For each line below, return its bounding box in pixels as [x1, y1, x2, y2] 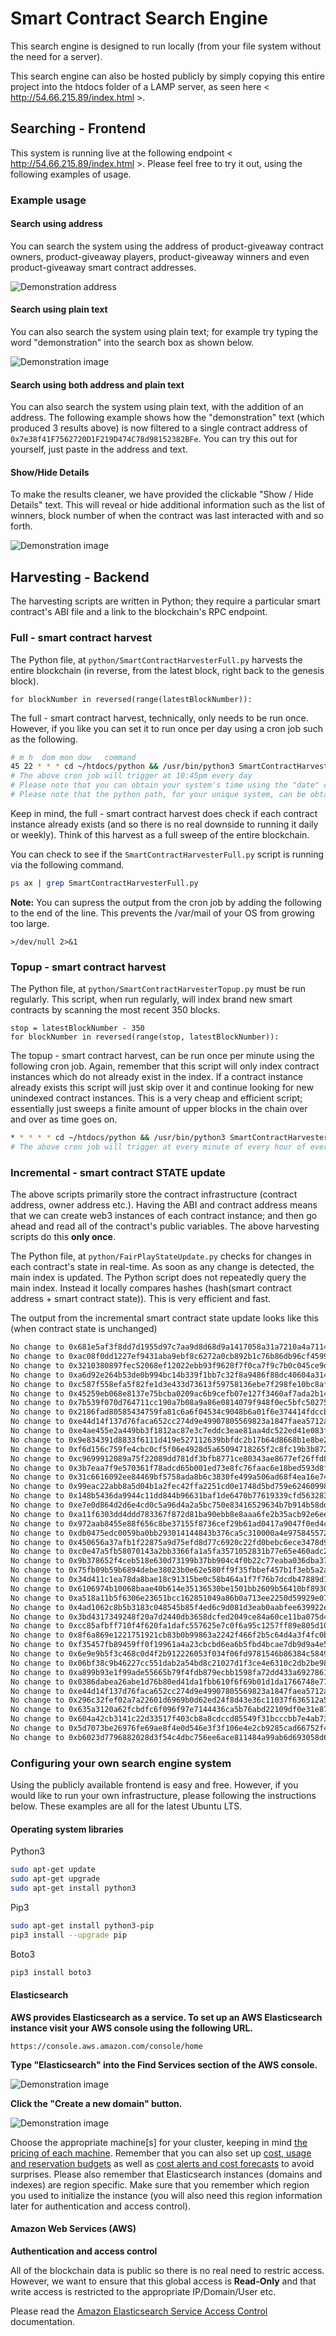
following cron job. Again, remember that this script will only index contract [10, 1060, 320, 1072]
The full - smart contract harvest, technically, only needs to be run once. [10, 712, 309, 724]
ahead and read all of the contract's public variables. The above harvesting [10, 1220, 320, 1232]
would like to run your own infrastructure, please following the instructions [10, 1790, 317, 1802]
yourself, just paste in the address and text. [10, 443, 188, 456]
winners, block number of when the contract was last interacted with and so [10, 510, 324, 522]
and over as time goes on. [10, 1113, 118, 1126]
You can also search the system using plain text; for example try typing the [10, 326, 319, 338]
